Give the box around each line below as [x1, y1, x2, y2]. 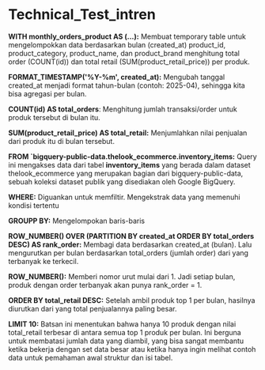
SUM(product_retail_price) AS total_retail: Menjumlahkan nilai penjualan [8, 128, 248, 138]
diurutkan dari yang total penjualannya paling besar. [8, 304, 177, 313]
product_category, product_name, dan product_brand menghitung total [8, 48, 240, 58]
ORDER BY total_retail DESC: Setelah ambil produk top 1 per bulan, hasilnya [8, 295, 256, 305]
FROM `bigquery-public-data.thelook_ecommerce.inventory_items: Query [8, 152, 257, 161]
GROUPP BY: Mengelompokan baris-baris [8, 216, 145, 225]
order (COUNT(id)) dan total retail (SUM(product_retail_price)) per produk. [8, 57, 251, 66]
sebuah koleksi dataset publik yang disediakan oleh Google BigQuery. [8, 176, 236, 187]
